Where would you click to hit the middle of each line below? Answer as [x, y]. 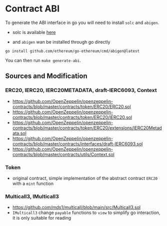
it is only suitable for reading [42, 218]
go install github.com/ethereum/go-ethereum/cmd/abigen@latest [72, 51]
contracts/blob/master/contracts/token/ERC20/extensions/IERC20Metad [87, 127]
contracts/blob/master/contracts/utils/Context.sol [63, 154]
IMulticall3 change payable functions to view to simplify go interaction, [86, 212]
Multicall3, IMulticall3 [32, 196]
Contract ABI [32, 9]
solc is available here [34, 32]
